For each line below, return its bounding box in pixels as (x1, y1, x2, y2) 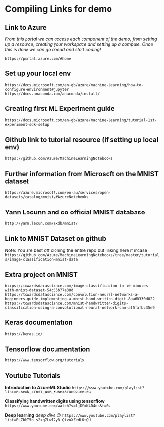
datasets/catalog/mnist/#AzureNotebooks (5, 195, 89, 200)
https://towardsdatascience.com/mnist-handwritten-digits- (5, 301, 129, 306)
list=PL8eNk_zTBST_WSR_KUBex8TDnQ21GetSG (5, 390, 91, 395)
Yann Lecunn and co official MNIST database (5, 208, 146, 216)
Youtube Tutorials (5, 371, 61, 380)
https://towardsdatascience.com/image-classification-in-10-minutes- (5, 284, 151, 288)
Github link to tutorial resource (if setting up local (5, 136, 159, 144)
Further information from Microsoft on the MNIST (5, 169, 159, 178)
